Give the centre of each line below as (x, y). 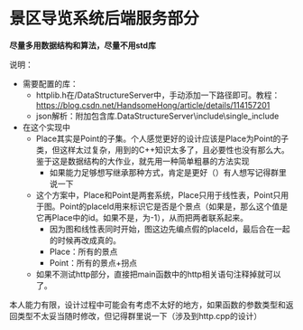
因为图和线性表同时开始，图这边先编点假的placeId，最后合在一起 (170, 229)
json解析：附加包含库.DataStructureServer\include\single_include (157, 116)
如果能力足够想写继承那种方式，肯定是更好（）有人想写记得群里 (168, 172)
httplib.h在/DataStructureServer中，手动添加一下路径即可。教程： (158, 95)
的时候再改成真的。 (85, 240)
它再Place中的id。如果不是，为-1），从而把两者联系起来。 (142, 217)
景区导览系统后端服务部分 (105, 19)
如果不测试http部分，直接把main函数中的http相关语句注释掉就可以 (158, 274)
